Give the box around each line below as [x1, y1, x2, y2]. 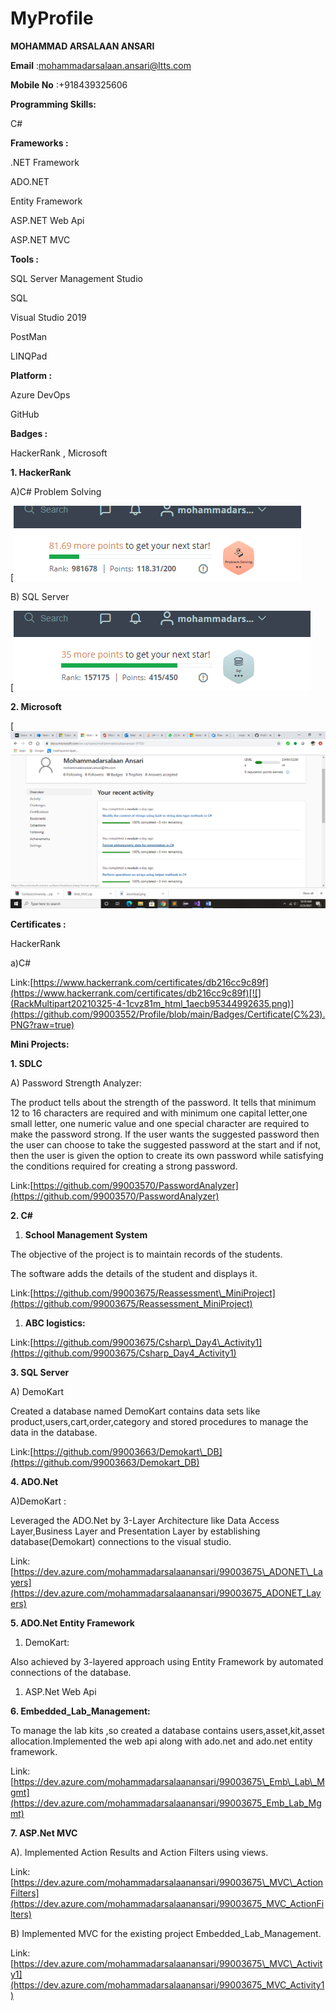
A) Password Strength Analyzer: [10, 1077, 142, 1089]
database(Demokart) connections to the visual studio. [10, 1535, 232, 1547]
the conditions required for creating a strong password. [10, 1160, 238, 1172]
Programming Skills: [10, 98, 97, 110]
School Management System [24, 1228, 148, 1241]
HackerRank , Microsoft [10, 447, 108, 459]
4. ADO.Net [10, 1475, 59, 1487]
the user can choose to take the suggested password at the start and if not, [10, 1138, 322, 1151]
